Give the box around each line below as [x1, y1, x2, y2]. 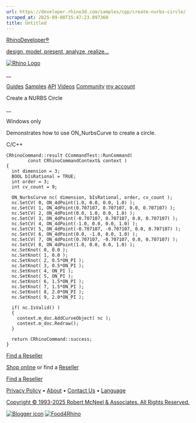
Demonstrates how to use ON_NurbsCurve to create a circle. [6, 130, 156, 137]
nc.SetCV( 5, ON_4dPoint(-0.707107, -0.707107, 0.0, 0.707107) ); [11, 226, 181, 232]
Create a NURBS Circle [6, 94, 63, 102]
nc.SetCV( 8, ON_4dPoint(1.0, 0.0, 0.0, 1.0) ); [11, 242, 135, 248]
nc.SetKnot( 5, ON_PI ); [11, 274, 74, 280]
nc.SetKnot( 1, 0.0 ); [11, 253, 68, 259]
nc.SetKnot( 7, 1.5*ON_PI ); [11, 284, 85, 290]
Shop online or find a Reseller [6, 364, 79, 371]
